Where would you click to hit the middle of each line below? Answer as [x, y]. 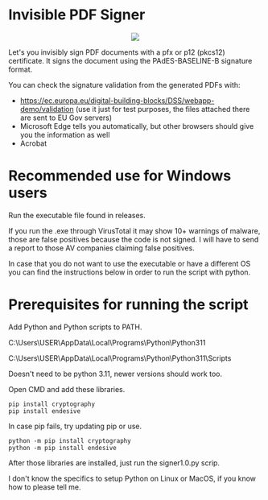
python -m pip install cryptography [70, 440]
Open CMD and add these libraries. [67, 389]
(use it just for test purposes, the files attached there [163, 109]
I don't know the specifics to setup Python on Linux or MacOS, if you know [132, 478]
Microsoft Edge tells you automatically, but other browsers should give [137, 126]
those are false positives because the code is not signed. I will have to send [134, 239]
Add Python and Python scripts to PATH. [75, 327]
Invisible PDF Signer [77, 15]
